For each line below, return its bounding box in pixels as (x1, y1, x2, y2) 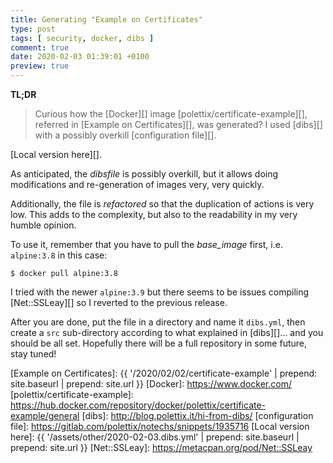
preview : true (10, 61, 70, 71)
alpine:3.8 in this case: (10, 249, 108, 261)
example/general (10, 410, 80, 421)
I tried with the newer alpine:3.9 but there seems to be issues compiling (10, 286, 310, 298)
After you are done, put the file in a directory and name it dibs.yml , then (10, 316, 306, 328)
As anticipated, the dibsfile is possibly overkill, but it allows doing (10, 168, 279, 180)
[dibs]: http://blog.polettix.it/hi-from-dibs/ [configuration (81, 410, 314, 421)
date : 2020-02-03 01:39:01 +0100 (10, 52, 150, 62)
